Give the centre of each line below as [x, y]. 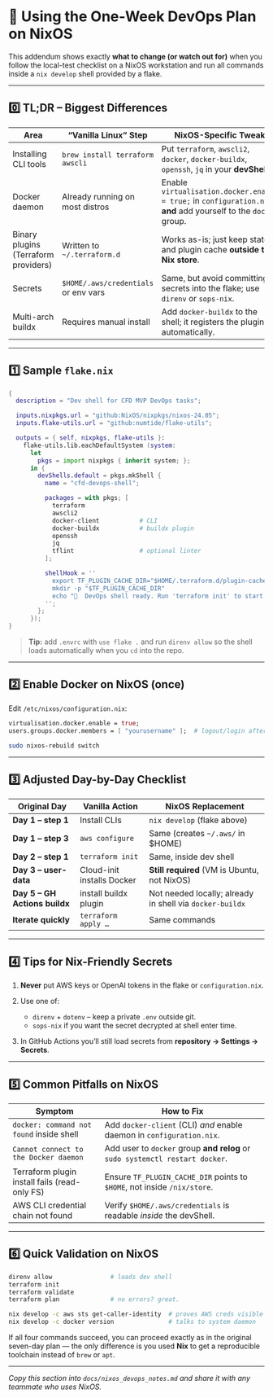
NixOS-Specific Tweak [220, 135]
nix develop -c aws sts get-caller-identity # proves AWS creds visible [136, 1314]
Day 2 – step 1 [41, 857]
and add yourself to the [206, 211]
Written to [81, 245]
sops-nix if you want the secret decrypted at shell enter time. [134, 1026]
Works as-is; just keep [204, 239]
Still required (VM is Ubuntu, [204, 870]
